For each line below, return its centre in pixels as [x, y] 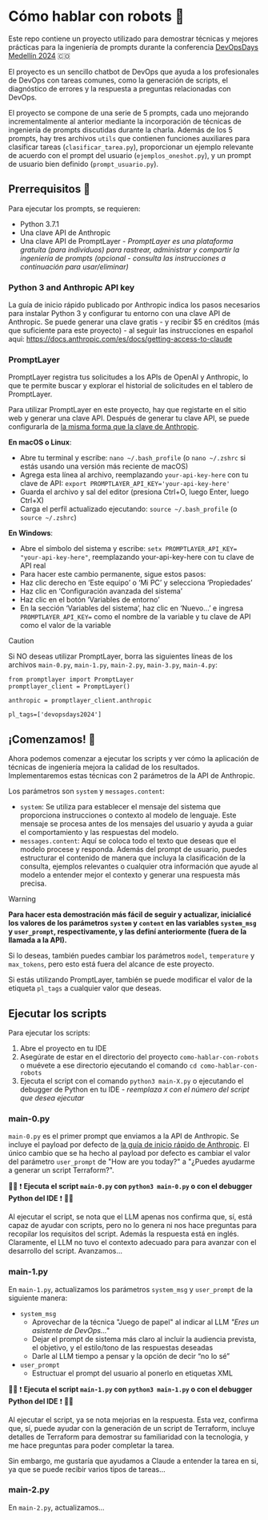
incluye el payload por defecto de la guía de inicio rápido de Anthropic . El [129, 1145]
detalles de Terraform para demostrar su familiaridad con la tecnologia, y [129, 1437]
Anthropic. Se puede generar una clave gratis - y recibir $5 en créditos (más [134, 322]
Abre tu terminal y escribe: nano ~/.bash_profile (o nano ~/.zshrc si [133, 458]
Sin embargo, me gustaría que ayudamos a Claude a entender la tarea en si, [133, 1461]
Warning [22, 899]
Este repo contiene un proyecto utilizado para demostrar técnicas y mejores [133, 39]
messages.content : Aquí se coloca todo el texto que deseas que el [128, 841]
